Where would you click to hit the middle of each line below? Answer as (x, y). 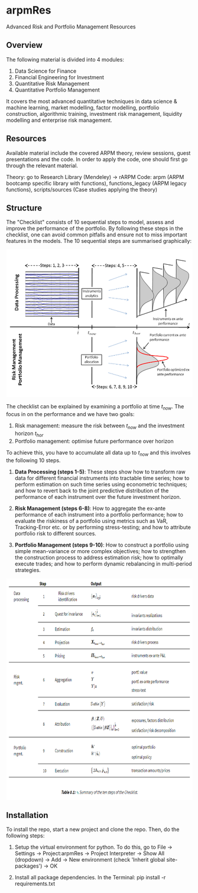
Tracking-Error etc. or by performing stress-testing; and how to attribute (103, 527)
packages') (28, 866)
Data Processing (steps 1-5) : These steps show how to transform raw (100, 472)
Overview (25, 45)
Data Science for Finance (46, 71)
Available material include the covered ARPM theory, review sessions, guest (98, 153)
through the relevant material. (42, 165)
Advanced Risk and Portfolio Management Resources (71, 27)
